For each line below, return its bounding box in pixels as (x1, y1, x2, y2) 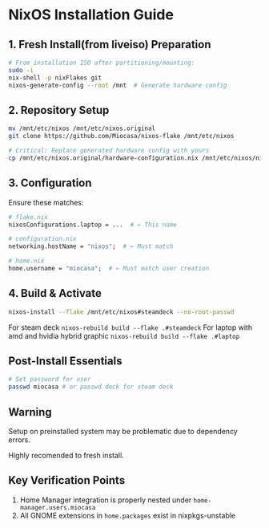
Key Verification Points (8, 473, 126, 487)
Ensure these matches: (8, 197, 84, 207)
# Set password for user (8, 376, 91, 384)
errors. (8, 435, 30, 445)
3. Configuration (8, 177, 92, 190)
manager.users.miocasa (19, 503, 96, 511)
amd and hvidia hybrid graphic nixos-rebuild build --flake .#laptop (8, 331, 240, 340)
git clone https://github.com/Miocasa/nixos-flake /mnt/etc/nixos (8, 132, 235, 140)
